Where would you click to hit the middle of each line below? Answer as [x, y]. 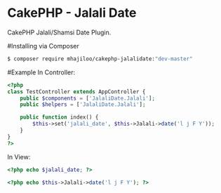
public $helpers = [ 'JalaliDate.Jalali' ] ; [83, 105]
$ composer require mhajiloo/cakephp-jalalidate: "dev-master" [100, 59]
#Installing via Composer [43, 46]
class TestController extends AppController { [76, 92]
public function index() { [59, 117]
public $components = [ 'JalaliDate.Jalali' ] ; [88, 98]
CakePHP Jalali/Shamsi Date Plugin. [59, 32]
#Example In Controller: [41, 72]
